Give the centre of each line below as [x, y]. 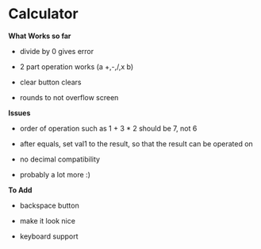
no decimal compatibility [60, 159]
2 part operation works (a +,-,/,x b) [77, 66]
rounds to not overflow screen [69, 97]
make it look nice [47, 220]
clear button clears [50, 82]
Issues [19, 113]
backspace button [49, 205]
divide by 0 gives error [56, 51]
